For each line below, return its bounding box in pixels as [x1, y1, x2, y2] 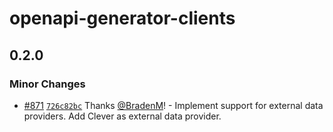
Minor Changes [9, 77, 86, 91]
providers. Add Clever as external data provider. [23, 110, 222, 122]
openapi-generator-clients [9, 7, 236, 30]
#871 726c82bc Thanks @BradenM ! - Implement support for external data [23, 99, 324, 111]
